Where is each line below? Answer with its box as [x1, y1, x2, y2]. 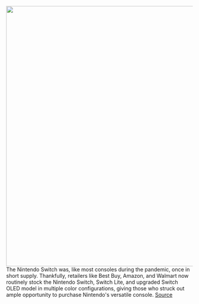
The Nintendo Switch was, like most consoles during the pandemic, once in [6, 266, 190, 273]
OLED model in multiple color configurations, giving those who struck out [6, 285, 185, 292]
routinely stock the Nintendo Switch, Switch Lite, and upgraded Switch [6, 278, 179, 286]
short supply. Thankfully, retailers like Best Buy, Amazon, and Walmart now [6, 272, 189, 279]
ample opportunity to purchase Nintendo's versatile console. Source [6, 292, 173, 298]
